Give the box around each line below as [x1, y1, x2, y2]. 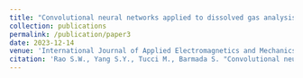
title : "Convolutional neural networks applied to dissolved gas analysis [9, 13, 297, 22]
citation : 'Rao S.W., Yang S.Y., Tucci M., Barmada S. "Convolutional [9, 55, 280, 64]
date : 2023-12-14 [9, 38, 75, 48]
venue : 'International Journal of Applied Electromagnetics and [9, 47, 256, 56]
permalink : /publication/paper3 [9, 30, 131, 39]
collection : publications [9, 22, 106, 30]
